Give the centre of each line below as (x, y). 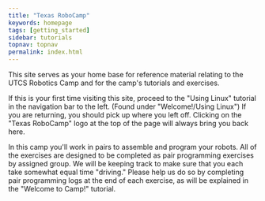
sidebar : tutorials (40, 37)
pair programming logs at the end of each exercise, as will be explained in (129, 181)
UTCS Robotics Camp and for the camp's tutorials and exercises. (114, 83)
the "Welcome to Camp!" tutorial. (62, 189)
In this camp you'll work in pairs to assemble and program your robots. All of (132, 147)
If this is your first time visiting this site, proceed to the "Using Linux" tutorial (132, 98)
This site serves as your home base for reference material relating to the (126, 74)
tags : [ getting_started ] (49, 30)
